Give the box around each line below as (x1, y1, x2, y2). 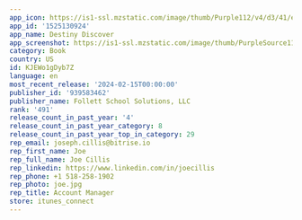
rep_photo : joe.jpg (9, 180, 83, 189)
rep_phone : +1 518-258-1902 (9, 172, 115, 180)
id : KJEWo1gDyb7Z (9, 64, 75, 73)
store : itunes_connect (9, 197, 94, 207)
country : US (9, 55, 54, 64)
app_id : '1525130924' (9, 22, 91, 31)
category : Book (9, 47, 67, 56)
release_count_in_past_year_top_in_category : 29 (9, 130, 195, 139)
